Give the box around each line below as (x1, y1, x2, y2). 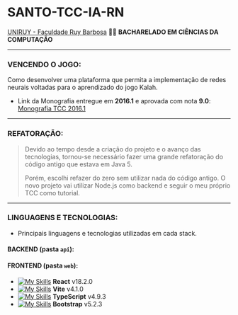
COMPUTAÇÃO (7, 35, 53, 43)
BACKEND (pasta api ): (7, 245, 74, 253)
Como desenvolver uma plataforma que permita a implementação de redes (7, 76, 227, 84)
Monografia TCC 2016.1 (17, 104, 86, 113)
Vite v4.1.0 (52, 285, 84, 293)
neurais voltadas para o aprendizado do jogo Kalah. (7, 83, 158, 92)
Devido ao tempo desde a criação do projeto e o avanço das (24, 144, 201, 153)
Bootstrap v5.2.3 (52, 299, 103, 308)
